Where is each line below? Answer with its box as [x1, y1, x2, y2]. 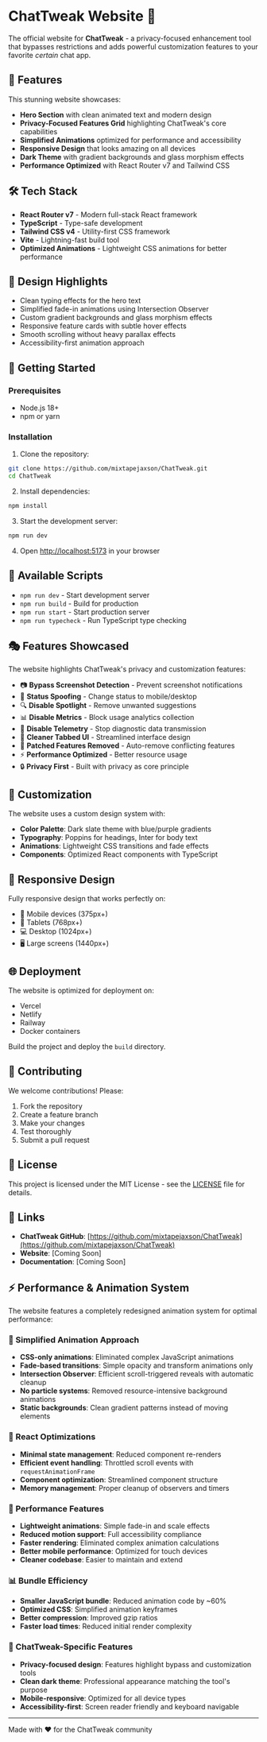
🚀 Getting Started [8, 361, 96, 374]
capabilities [19, 126, 58, 136]
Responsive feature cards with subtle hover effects [19, 321, 187, 331]
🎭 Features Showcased [8, 640, 130, 653]
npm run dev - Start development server [19, 590, 150, 599]
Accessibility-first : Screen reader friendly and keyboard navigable [19, 1701, 240, 1711]
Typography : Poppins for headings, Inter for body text [19, 833, 199, 842]
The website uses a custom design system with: [8, 809, 165, 819]
